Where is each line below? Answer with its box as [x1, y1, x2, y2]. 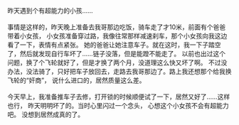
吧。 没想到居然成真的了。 [7, 110, 84, 119]
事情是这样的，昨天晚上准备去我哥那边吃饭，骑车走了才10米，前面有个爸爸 [7, 23, 226, 31]
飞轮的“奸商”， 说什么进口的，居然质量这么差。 [7, 76, 146, 85]
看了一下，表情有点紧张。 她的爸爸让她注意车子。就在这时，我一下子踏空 [7, 40, 221, 49]
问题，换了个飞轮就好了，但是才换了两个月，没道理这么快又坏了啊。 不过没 [7, 58, 228, 67]
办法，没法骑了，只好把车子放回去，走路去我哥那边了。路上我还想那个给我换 [7, 67, 232, 75]
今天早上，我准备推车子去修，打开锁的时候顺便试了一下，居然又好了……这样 [7, 92, 230, 101]
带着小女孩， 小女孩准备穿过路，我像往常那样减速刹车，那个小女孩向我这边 [7, 32, 228, 40]
